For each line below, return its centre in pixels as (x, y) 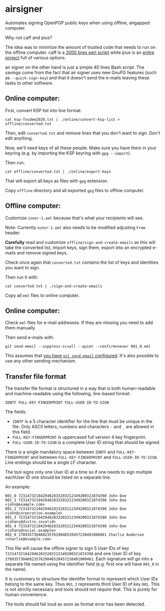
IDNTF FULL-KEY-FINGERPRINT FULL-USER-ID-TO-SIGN (57, 403)
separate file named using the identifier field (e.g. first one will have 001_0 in (82, 564)
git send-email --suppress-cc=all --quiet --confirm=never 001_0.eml (78, 347)
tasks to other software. (29, 83)
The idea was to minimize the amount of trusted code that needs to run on (81, 47)
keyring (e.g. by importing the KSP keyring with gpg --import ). (68, 153)
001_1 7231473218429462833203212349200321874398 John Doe (66, 500)
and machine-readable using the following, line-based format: (68, 394)
